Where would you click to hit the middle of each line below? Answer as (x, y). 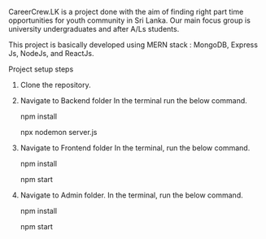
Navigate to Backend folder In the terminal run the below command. (134, 100)
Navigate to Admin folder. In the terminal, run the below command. (131, 195)
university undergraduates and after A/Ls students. (94, 29)
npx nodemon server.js (59, 132)
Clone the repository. (55, 85)
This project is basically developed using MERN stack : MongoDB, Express (133, 45)
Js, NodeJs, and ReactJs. (51, 53)
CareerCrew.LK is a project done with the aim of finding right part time (126, 12)
